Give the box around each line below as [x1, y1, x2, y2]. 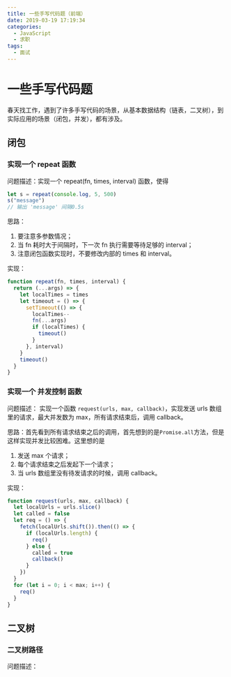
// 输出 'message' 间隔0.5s [7, 204, 85, 211]
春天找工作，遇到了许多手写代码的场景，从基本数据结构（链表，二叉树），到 [7, 105, 224, 114]
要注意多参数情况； [17, 232, 73, 241]
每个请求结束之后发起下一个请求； [17, 460, 115, 468]
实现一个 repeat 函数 [7, 160, 77, 170]
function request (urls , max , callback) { [7, 497, 129, 505]
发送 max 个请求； [17, 451, 70, 459]
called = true [32, 549, 73, 556]
